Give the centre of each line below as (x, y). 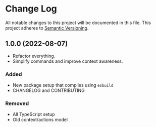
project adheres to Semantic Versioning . (47, 28)
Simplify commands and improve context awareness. (68, 61)
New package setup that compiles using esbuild (63, 85)
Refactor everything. (34, 56)
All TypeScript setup (34, 114)
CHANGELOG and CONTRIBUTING (48, 90)
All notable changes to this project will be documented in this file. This (78, 23)
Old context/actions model (40, 120)
